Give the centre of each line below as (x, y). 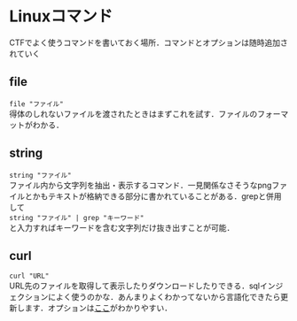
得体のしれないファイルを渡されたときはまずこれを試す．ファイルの (133, 113)
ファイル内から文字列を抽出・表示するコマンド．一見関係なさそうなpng (141, 185)
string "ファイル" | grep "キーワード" (77, 218)
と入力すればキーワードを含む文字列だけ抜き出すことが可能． (122, 227)
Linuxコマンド (61, 16)
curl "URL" (29, 276)
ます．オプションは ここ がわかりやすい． (98, 308)
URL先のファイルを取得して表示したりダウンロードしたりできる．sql (134, 286)
